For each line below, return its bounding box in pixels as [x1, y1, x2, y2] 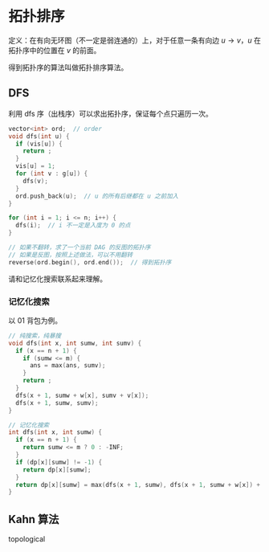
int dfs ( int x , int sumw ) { [8, 428, 103, 436]
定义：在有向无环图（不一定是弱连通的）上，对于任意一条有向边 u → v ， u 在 [8, 35, 262, 45]
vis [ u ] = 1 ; [15, 162, 56, 170]
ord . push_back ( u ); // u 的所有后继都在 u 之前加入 [15, 192, 179, 200]
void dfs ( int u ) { [8, 132, 70, 141]
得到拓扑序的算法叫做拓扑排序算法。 [8, 62, 128, 72]
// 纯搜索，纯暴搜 [8, 331, 62, 340]
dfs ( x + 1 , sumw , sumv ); [15, 399, 99, 407]
